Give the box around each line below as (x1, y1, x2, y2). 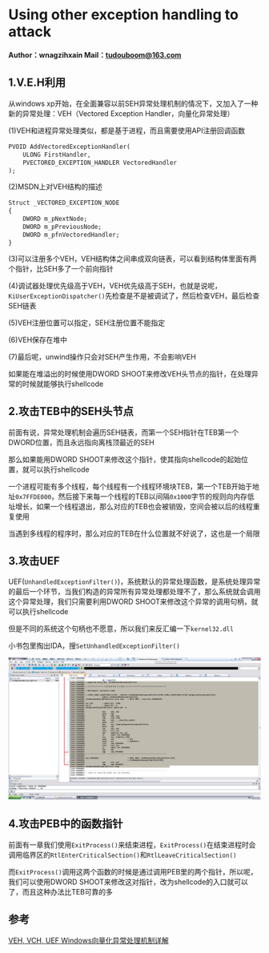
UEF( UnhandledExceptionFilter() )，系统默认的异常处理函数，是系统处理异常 (8, 577, 261, 586)
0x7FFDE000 (15, 493, 52, 501)
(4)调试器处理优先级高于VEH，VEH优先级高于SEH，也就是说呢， (8, 280, 223, 290)
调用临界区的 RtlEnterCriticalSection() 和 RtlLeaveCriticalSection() (8, 850, 237, 859)
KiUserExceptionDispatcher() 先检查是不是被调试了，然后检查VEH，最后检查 (8, 291, 260, 300)
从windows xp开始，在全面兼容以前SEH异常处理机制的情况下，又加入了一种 (8, 99, 259, 108)
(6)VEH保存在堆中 (8, 335, 68, 344)
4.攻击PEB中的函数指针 (8, 817, 123, 830)
